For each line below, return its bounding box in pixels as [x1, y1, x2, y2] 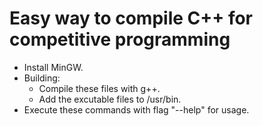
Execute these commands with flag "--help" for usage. [23, 103, 250, 116]
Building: [23, 72, 61, 84]
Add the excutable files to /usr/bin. [38, 93, 182, 105]
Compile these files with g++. [38, 82, 161, 94]
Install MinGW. [23, 61, 84, 73]
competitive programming [9, 28, 231, 51]
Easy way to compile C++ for [9, 7, 254, 30]
